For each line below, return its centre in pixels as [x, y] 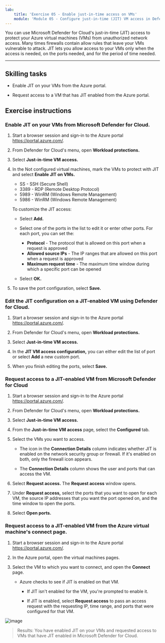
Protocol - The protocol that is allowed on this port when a [86, 243]
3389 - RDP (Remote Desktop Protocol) [59, 189]
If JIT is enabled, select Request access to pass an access [86, 601]
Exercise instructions [38, 110]
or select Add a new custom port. [46, 357]
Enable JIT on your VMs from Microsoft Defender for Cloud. [78, 124]
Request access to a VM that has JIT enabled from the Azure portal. [81, 95]
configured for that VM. [51, 611]
